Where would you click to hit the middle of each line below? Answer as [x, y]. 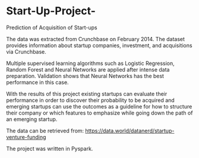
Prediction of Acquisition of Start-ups [52, 27]
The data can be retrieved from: [45, 131]
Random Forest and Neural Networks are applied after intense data [88, 69]
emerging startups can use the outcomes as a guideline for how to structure [99, 106]
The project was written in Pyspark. [50, 148]
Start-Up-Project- [51, 11]
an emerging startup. [32, 119]
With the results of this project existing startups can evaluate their [87, 94]
